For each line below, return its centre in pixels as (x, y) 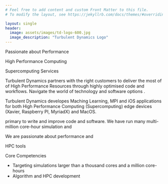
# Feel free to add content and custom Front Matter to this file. (77, 10)
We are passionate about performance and (49, 136)
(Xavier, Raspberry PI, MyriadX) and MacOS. (51, 111)
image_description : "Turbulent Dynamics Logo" (59, 37)
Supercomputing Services (32, 71)
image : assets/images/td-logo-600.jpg (50, 33)
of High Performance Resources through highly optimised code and (75, 86)
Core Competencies (26, 156)
